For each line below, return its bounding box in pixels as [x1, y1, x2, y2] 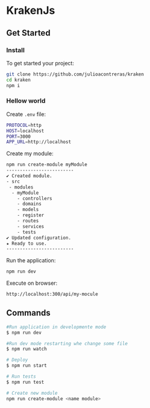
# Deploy [6, 357, 28, 363]
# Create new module [6, 390, 58, 396]
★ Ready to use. [6, 240, 47, 247]
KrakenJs [6, 4, 55, 18]
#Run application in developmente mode [6, 324, 107, 330]
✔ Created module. [6, 173, 52, 179]
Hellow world [6, 97, 46, 105]
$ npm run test [6, 379, 45, 385]
